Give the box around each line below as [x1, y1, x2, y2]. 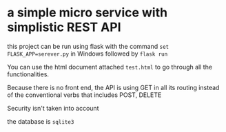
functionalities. [7, 70, 50, 78]
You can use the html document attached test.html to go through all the [7, 63, 212, 71]
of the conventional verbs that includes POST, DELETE [7, 91, 162, 99]
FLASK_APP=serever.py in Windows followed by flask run [7, 49, 168, 58]
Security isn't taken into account [7, 104, 99, 112]
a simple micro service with [7, 5, 167, 21]
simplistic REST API [7, 19, 122, 35]
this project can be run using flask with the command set [7, 42, 169, 50]
